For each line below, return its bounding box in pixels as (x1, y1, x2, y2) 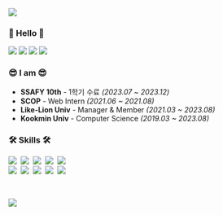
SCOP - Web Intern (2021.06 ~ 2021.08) (20, 96, 155, 106)
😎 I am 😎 (8, 68, 47, 79)
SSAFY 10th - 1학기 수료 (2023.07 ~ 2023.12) (20, 86, 170, 97)
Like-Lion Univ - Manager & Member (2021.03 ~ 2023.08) (20, 104, 216, 114)
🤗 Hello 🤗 (8, 27, 45, 38)
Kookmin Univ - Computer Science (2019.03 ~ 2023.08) (20, 113, 210, 123)
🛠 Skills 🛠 (8, 134, 51, 146)
